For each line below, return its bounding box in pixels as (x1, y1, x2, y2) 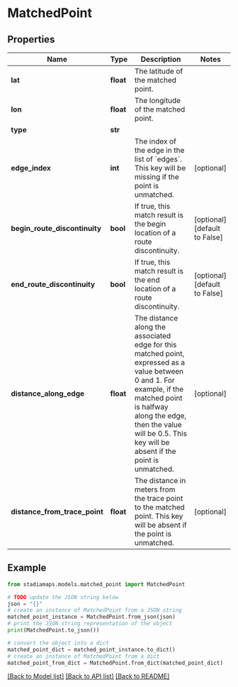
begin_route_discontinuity (11, 224, 101, 233)
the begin (134, 219, 166, 229)
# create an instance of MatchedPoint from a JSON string (7, 607, 182, 614)
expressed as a (134, 357, 186, 367)
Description (140, 55, 181, 64)
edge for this (134, 340, 177, 350)
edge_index (11, 163, 51, 173)
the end (134, 275, 161, 285)
